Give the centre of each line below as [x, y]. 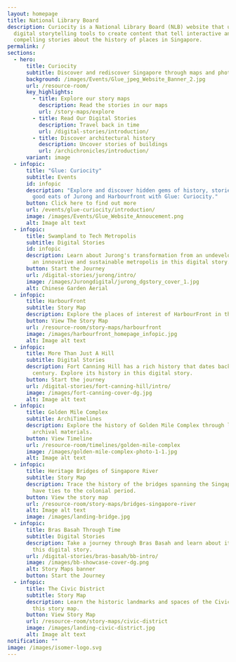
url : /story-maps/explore [76, 112]
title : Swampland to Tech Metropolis [81, 236]
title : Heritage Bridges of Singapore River [92, 472]
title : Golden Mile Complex [67, 413]
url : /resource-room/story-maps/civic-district [97, 622]
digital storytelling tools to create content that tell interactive [117, 33]
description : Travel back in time [89, 125]
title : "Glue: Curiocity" [64, 170]
